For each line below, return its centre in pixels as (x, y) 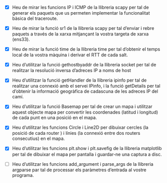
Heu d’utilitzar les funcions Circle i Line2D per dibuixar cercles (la (80, 127)
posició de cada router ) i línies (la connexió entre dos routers (76, 133)
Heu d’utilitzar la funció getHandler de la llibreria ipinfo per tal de (79, 80)
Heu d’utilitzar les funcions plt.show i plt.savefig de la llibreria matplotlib (87, 149)
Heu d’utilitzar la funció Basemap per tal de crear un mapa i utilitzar (82, 106)
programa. (23, 175)
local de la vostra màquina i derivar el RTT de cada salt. (70, 55)
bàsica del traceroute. (35, 19)
